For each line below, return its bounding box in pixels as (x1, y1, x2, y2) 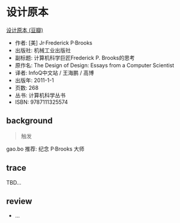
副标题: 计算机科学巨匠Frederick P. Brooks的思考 (14, 54, 135, 61)
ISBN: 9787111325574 (14, 98, 68, 106)
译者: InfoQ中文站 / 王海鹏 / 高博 (14, 69, 94, 76)
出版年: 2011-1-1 (14, 76, 54, 84)
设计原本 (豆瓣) (6, 26, 44, 34)
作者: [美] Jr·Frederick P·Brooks (14, 39, 93, 46)
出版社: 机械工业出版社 (14, 46, 71, 54)
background (6, 116, 53, 126)
